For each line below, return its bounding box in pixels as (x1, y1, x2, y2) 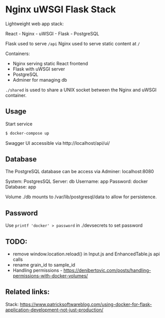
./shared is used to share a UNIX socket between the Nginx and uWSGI (5, 86, 157, 93)
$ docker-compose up (5, 130, 50, 136)
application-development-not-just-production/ (5, 307, 104, 313)
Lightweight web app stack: (5, 21, 64, 27)
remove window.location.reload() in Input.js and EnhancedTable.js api (12, 251, 160, 257)
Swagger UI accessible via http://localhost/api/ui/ (5, 140, 110, 146)
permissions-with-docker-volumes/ (12, 273, 88, 279)
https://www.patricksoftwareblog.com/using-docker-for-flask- (20, 301, 152, 307)
